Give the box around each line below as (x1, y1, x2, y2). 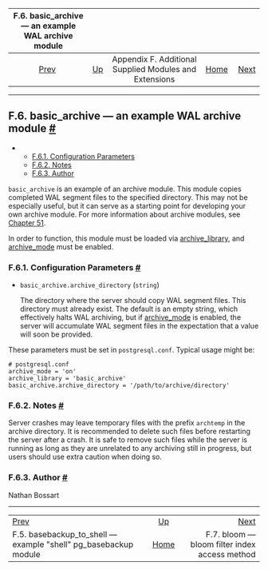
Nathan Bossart (8, 490, 60, 500)
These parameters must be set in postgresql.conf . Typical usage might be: (8, 345, 255, 355)
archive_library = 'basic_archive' (8, 375, 127, 383)
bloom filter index (190, 539, 256, 550)
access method (198, 548, 256, 560)
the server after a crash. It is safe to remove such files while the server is (8, 435, 247, 444)
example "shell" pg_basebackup (12, 539, 134, 550)
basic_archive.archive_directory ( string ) (19, 280, 160, 290)
